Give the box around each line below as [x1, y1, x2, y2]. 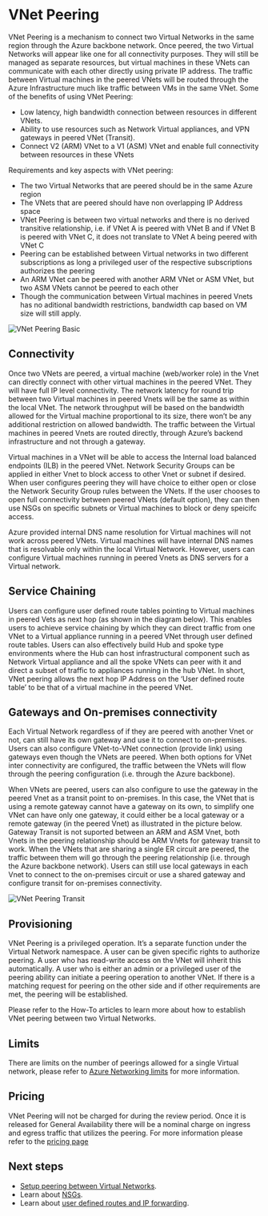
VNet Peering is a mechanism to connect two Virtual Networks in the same [8, 32, 254, 42]
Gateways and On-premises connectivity [8, 705, 218, 719]
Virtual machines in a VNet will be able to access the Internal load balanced [8, 452, 257, 461]
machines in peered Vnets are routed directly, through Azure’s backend [8, 428, 243, 437]
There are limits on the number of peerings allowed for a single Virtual [8, 1058, 239, 1067]
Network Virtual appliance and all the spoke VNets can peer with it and [8, 657, 242, 666]
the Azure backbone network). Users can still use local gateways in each [8, 861, 249, 871]
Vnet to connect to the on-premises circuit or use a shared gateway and [8, 870, 246, 880]
